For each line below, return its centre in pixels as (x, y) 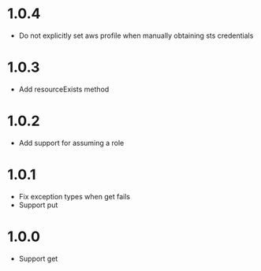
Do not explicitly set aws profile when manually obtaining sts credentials (136, 35)
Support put (38, 205)
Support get (38, 258)
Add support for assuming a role (71, 143)
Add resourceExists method (64, 89)
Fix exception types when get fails (75, 196)
